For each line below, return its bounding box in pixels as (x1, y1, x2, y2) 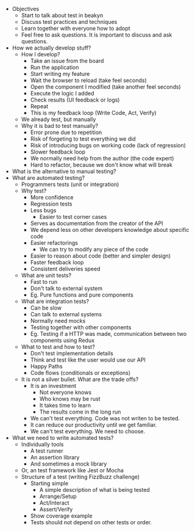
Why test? (21, 187, 47, 195)
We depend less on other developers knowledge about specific (30, 226, 190, 233)
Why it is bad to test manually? (21, 122, 99, 129)
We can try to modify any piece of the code (39, 246, 149, 253)
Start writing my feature (30, 70, 90, 77)
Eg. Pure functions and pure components (30, 291, 134, 299)
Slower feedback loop (30, 148, 86, 155)
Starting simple (30, 480, 69, 487)
